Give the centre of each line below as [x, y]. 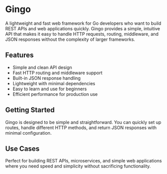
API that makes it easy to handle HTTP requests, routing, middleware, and [82, 34]
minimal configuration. [29, 133]
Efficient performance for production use [55, 94]
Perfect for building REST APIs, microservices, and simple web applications [84, 161]
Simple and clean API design [42, 67]
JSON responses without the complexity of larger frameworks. [70, 39]
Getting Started [30, 110]
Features [19, 55]
